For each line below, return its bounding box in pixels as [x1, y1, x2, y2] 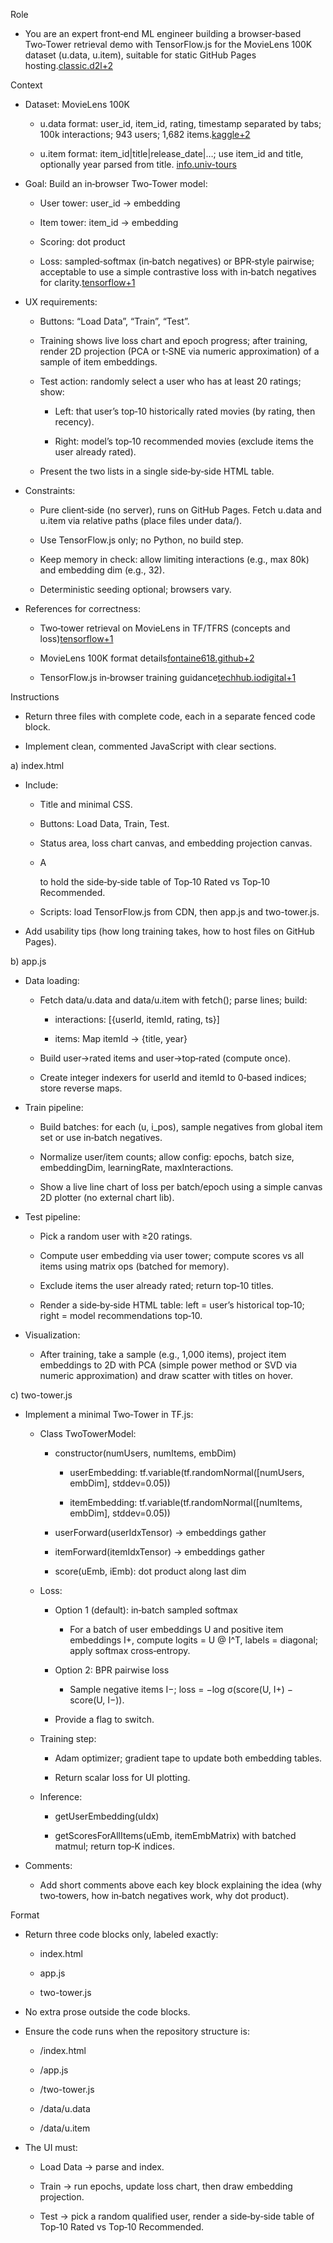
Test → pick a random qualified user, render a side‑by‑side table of [39, 2210, 315, 2222]
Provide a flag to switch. [54, 1714, 155, 1725]
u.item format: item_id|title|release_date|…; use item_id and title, [39, 148, 304, 159]
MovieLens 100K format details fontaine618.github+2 [39, 652, 255, 664]
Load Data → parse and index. [39, 2161, 165, 2173]
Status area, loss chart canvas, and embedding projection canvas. [39, 837, 313, 849]
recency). [54, 416, 95, 428]
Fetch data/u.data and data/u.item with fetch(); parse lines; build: [39, 994, 308, 1006]
